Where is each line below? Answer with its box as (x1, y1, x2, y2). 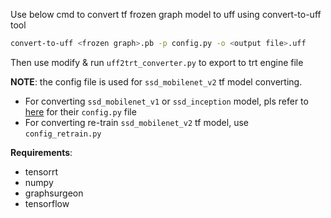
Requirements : (10, 146, 73, 158)
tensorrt (24, 165, 59, 178)
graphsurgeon (24, 187, 84, 199)
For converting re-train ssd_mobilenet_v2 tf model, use (24, 116, 249, 128)
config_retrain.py (24, 129, 102, 139)
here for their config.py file (24, 105, 137, 118)
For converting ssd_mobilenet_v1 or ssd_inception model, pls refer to (24, 95, 309, 107)
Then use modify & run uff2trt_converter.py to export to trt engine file (10, 56, 304, 68)
